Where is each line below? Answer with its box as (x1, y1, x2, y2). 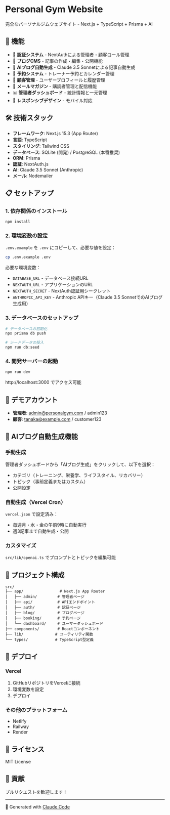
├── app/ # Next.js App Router (5, 589, 105, 594)
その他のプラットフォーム (5, 706, 67, 713)
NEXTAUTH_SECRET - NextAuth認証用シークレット (12, 288, 111, 294)
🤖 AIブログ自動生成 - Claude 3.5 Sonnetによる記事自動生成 (12, 64, 136, 70)
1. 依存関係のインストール (5, 207, 67, 215)
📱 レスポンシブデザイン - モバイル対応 (12, 97, 93, 103)
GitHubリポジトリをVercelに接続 (12, 679, 81, 686)
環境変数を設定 (12, 686, 44, 692)
